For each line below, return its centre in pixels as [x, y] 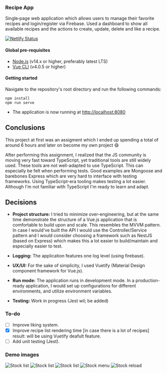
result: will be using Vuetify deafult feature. [57, 336]
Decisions [21, 202]
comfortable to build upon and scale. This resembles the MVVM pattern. [86, 225]
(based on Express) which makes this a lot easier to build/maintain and [85, 241]
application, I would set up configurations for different [81, 286]
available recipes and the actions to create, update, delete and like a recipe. [83, 29]
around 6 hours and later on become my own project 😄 [62, 145]
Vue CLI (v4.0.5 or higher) [39, 66]
